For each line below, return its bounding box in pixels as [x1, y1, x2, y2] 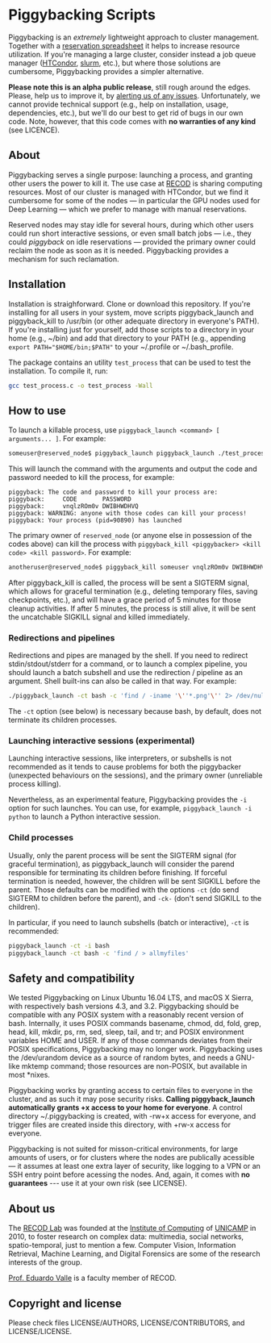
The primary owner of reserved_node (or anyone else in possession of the [8, 531, 252, 540]
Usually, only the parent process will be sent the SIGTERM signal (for [8, 850, 237, 860]
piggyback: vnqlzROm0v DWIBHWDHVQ [8, 503, 139, 511]
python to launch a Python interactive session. [8, 812, 161, 822]
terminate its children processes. [8, 715, 118, 725]
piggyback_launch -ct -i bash [8, 941, 110, 949]
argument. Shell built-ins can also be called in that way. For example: [8, 676, 237, 686]
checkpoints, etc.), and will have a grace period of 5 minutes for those [8, 595, 242, 604]
